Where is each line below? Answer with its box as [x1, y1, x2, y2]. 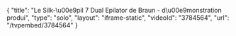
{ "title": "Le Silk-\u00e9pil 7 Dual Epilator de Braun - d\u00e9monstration [6, 6, 223, 14]
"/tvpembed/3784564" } [6, 21, 79, 29]
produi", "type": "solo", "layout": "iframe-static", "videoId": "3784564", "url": [6, 13, 230, 22]
